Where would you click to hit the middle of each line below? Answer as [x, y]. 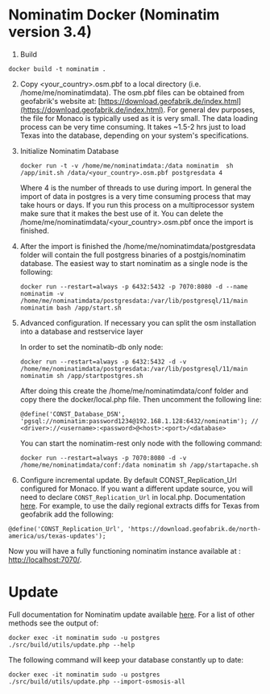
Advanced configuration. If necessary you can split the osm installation [138, 322]
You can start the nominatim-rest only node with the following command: [141, 443]
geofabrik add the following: [67, 514]
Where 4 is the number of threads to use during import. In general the [136, 188]
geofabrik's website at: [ [60, 101]
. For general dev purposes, [209, 110]
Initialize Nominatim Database [69, 151]
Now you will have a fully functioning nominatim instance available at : [125, 551]
